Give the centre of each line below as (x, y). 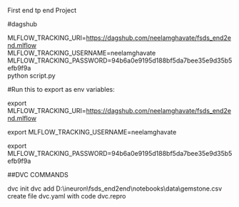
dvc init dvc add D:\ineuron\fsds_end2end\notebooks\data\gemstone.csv (115, 189)
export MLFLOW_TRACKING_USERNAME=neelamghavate (92, 132)
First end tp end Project (42, 10)
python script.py (31, 75)
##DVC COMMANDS (38, 175)
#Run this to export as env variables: (61, 89)
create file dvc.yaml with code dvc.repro (67, 196)
